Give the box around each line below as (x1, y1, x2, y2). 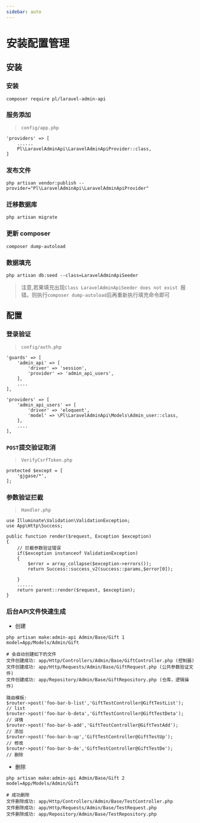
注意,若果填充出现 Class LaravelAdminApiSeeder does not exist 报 (20, 284, 186, 291)
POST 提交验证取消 (6, 443, 56, 451)
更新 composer (6, 229, 51, 238)
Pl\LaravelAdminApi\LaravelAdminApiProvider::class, (17, 145, 152, 152)
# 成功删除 (6, 792, 30, 798)
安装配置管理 (6, 37, 70, 50)
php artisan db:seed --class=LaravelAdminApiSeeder (6, 272, 138, 278)
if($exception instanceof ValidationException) (17, 550, 138, 556)
